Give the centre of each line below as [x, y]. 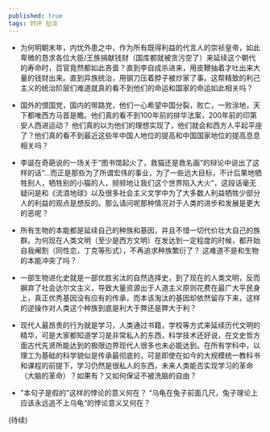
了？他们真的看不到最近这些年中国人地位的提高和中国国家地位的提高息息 [140, 135]
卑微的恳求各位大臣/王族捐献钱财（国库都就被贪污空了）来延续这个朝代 [138, 57]
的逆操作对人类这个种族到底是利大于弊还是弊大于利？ [108, 308]
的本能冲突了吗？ [48, 260]
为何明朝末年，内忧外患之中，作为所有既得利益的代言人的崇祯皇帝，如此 [140, 47]
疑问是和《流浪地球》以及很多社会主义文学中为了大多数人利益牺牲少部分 [140, 193]
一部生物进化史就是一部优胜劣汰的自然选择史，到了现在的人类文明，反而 [140, 277]
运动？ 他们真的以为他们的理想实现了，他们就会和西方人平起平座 [155, 125]
